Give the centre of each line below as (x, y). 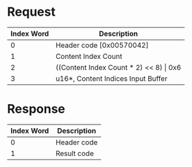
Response (36, 109)
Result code (75, 153)
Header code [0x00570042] (102, 45)
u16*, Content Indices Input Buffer (112, 78)
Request (32, 12)
